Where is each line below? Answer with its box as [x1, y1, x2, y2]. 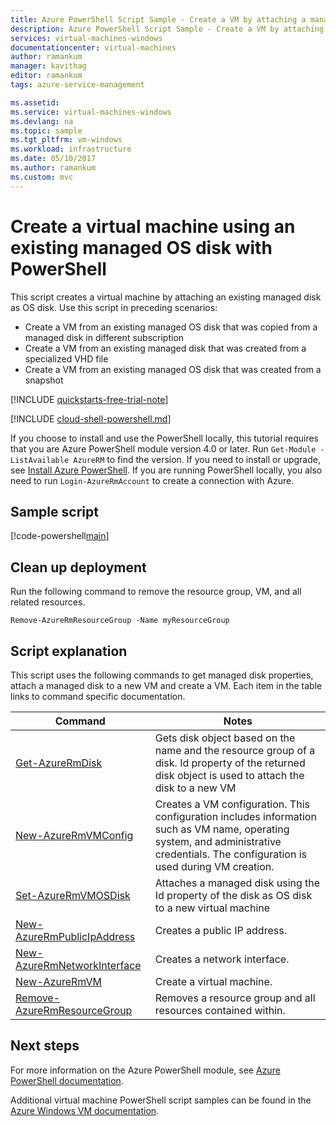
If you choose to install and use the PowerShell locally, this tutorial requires [10, 432, 319, 444]
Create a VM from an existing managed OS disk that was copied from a [24, 321, 318, 333]
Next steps [10, 1037, 80, 1055]
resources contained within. [154, 1004, 286, 1017]
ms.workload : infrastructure [10, 144, 132, 155]
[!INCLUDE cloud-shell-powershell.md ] [10, 412, 172, 425]
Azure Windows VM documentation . [10, 1104, 160, 1116]
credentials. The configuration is [154, 847, 307, 861]
